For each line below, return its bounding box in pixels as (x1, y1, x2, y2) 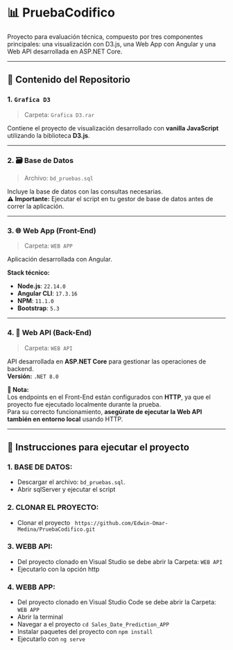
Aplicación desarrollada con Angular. (7, 255, 112, 264)
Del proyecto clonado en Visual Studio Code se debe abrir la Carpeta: (17, 598, 216, 606)
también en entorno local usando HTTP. (7, 415, 123, 423)
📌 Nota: (7, 385, 29, 393)
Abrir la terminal (17, 613, 64, 621)
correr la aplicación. (7, 202, 64, 210)
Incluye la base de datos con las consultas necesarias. (7, 187, 163, 196)
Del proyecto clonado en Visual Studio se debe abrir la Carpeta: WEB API (17, 557, 223, 565)
